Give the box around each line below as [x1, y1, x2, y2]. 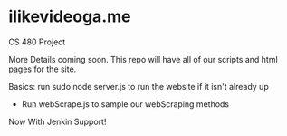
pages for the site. [8, 63, 77, 74]
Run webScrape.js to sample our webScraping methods [21, 98, 230, 110]
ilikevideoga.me [8, 6, 131, 27]
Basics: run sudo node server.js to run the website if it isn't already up [8, 81, 269, 92]
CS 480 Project [8, 36, 66, 47]
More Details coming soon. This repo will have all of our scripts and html [8, 53, 278, 64]
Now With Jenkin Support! [8, 116, 107, 127]
